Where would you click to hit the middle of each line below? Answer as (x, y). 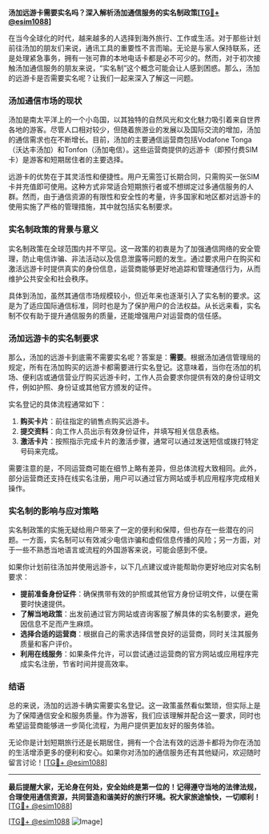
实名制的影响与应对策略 (53, 511)
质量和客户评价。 (48, 644)
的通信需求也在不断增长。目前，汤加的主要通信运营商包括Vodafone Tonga (130, 140)
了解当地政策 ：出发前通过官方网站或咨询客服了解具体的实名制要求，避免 (139, 614)
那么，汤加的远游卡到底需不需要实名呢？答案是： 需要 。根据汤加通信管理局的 (134, 357)
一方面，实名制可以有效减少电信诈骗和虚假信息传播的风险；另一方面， (138, 540)
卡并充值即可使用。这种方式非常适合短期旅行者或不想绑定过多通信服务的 (127, 186)
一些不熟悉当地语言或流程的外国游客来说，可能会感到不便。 (113, 550)
